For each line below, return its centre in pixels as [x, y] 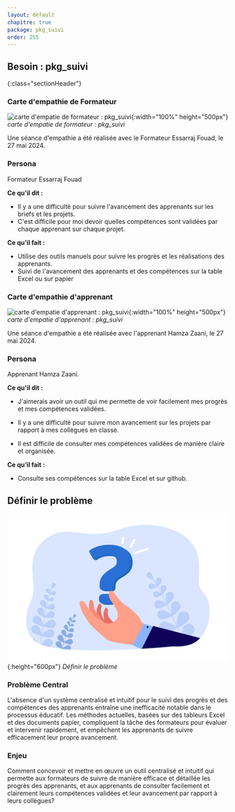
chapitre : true [29, 22]
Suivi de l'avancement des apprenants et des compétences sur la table [120, 271]
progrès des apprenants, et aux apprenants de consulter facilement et [108, 786]
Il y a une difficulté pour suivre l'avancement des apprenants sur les [115, 206]
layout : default [31, 15]
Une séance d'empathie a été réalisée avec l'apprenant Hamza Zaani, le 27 [115, 333]
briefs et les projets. [46, 214]
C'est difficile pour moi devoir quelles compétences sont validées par [117, 221]
